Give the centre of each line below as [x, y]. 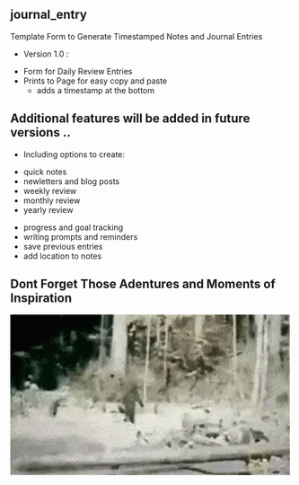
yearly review [48, 209]
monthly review [52, 200]
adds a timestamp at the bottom [96, 90]
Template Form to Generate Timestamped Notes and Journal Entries [136, 36]
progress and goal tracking [73, 227]
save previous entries [63, 246]
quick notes [45, 172]
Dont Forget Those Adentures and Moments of [143, 284]
